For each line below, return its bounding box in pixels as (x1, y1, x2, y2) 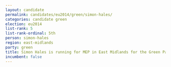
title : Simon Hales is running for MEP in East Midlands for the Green (5, 49, 160, 54)
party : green (5, 45, 33, 50)
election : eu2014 (5, 21, 42, 27)
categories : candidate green (5, 17, 67, 22)
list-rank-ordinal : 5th (5, 31, 56, 36)
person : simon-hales (5, 36, 49, 41)
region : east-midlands (5, 40, 53, 45)
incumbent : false (5, 54, 42, 59)
